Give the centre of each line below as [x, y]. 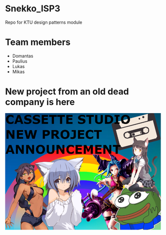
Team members [38, 42]
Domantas [23, 56]
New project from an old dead [67, 92]
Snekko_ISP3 [33, 9]
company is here [40, 102]
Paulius [20, 61]
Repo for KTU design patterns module [44, 22]
